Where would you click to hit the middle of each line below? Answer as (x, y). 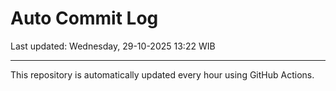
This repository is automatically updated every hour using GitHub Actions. (162, 74)
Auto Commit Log (84, 18)
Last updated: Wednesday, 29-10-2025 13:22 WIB (113, 46)
